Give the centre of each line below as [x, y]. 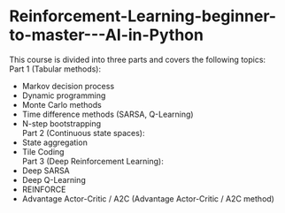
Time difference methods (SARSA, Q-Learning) [108, 114]
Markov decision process [68, 86]
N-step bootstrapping [62, 123]
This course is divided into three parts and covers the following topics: [138, 59]
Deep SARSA [46, 171]
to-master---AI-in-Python [106, 35]
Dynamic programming [64, 95]
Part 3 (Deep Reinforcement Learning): [92, 161]
